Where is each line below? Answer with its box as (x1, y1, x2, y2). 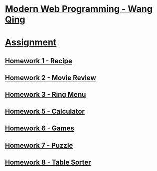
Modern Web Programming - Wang (5, 3, 153, 15)
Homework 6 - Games (5, 124, 75, 133)
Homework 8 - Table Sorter (5, 158, 91, 167)
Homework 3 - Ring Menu (5, 90, 86, 99)
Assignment (5, 37, 57, 48)
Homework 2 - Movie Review (5, 74, 96, 82)
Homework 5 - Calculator (5, 107, 85, 115)
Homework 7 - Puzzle (5, 141, 73, 150)
